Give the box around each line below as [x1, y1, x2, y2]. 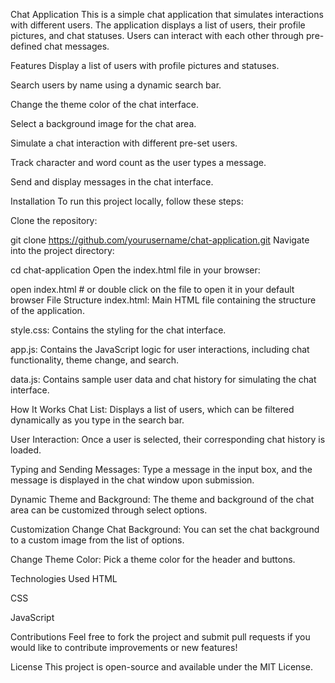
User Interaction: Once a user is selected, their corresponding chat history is [10, 434, 326, 445]
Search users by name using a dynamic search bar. [10, 79, 222, 91]
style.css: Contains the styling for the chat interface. [10, 324, 227, 336]
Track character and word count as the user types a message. [10, 157, 267, 168]
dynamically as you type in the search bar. [10, 414, 185, 426]
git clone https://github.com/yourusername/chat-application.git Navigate [10, 234, 310, 246]
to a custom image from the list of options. [10, 534, 185, 546]
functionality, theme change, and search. [10, 354, 180, 366]
